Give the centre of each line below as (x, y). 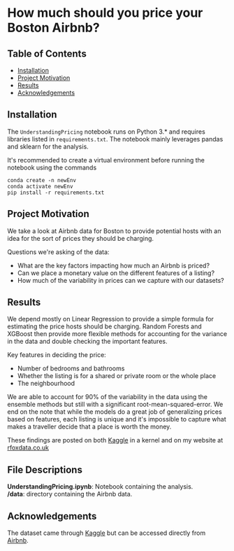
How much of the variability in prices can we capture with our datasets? (121, 280)
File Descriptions (45, 469)
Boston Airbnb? (53, 28)
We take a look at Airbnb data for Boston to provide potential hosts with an (114, 231)
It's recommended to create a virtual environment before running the (106, 160)
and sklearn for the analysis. (48, 146)
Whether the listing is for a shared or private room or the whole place (117, 376)
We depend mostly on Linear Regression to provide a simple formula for (111, 319)
